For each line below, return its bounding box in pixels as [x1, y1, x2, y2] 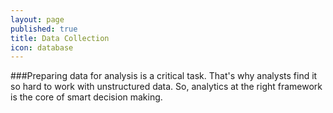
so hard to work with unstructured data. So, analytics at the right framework [10, 81, 323, 93]
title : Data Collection [10, 33, 110, 43]
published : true [10, 24, 78, 34]
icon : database [10, 42, 74, 53]
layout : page [10, 14, 65, 25]
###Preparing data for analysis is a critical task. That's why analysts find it [10, 70, 318, 82]
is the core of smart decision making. [10, 91, 163, 103]
